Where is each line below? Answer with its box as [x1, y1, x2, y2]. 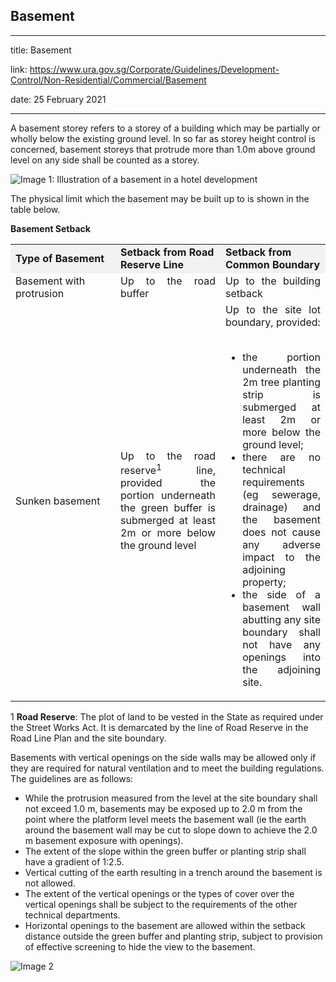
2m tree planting [242, 375, 321, 389]
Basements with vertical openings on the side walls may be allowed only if [10, 751, 317, 763]
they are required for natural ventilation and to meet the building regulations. [10, 762, 325, 774]
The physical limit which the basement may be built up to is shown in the [10, 192, 310, 204]
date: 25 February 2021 [10, 93, 107, 105]
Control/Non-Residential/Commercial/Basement [10, 74, 207, 86]
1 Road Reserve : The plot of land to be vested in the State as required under [10, 710, 324, 723]
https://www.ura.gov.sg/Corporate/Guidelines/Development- [29, 63, 280, 75]
